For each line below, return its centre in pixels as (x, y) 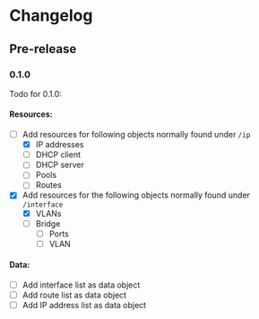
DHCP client (58, 155)
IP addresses (60, 145)
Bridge (48, 223)
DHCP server (60, 165)
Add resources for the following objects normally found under (136, 195)
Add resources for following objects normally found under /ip (136, 135)
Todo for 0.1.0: (36, 93)
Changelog (51, 16)
